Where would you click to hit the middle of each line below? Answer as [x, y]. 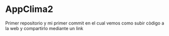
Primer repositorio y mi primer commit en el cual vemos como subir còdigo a [85, 23]
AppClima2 [29, 9]
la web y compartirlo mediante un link [44, 28]
